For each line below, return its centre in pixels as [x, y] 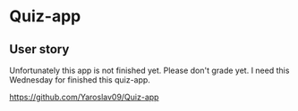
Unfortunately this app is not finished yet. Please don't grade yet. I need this [149, 70]
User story [39, 49]
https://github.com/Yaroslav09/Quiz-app [84, 97]
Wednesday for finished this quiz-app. [80, 80]
